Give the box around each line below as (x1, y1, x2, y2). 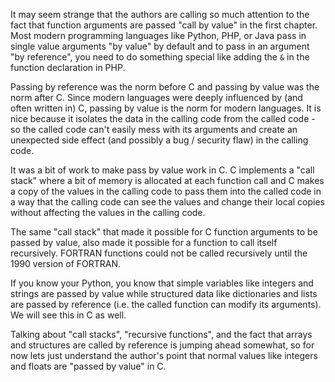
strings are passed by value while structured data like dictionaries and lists (10, 288, 318, 299)
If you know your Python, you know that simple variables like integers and (10, 277, 314, 289)
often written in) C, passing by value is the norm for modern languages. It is (10, 102, 322, 114)
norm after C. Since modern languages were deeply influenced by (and (10, 92, 303, 103)
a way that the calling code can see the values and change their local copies (10, 196, 325, 208)
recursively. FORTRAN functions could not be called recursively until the (10, 247, 308, 259)
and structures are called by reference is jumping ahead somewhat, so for (10, 339, 315, 351)
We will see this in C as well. (10, 309, 127, 321)
